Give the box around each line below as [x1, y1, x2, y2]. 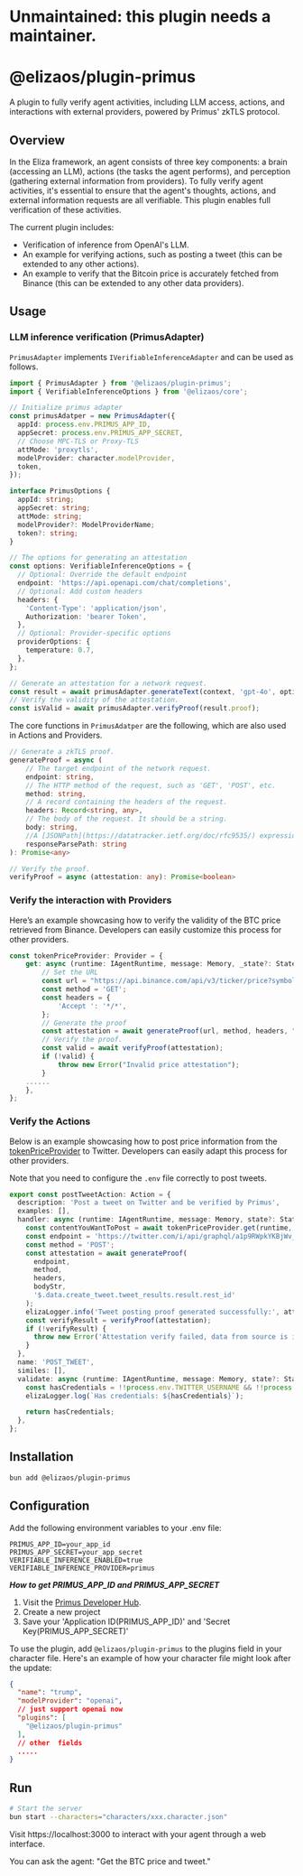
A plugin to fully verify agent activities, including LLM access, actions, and [9, 97, 286, 107]
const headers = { [41, 993, 111, 1002]
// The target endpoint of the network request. [25, 764, 212, 773]
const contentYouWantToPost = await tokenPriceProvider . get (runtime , [25, 1223, 293, 1233]
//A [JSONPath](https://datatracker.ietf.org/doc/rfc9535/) [25, 831, 256, 840]
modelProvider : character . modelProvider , [17, 453, 176, 462]
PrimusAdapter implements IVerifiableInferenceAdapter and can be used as [9, 351, 294, 362]
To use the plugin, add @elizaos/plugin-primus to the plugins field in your [9, 1643, 282, 1654]
